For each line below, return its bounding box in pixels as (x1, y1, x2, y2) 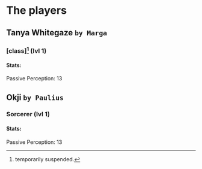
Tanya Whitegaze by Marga (6, 28, 108, 38)
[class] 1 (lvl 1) (6, 46, 47, 55)
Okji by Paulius (6, 92, 64, 102)
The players (6, 4, 67, 17)
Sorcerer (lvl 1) (6, 110, 50, 119)
